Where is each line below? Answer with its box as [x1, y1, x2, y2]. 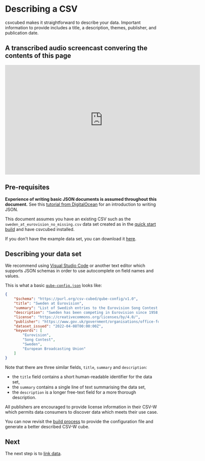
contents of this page [5, 52, 72, 60]
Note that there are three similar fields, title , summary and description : [5, 364, 148, 370]
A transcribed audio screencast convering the [5, 44, 148, 52]
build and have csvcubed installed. [5, 226, 75, 232]
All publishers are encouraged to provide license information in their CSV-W [5, 403, 157, 410]
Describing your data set [5, 250, 82, 258]
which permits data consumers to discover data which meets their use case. [5, 409, 158, 415]
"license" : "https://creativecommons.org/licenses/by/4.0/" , [14, 314, 140, 320]
